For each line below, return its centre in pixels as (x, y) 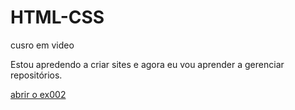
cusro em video (42, 45)
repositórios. (36, 75)
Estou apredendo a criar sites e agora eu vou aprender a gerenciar (147, 64)
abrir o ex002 (38, 94)
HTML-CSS (57, 17)
